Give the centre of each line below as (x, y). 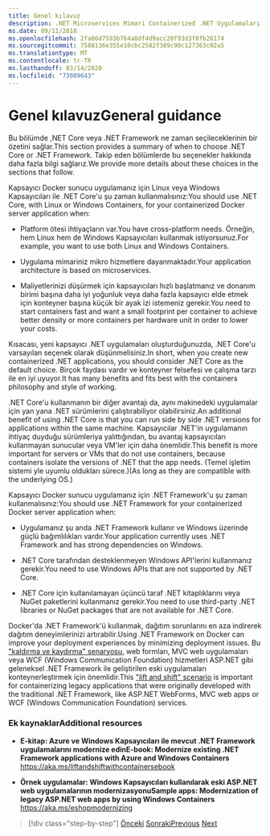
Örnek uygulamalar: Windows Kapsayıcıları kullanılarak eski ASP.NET (139, 782)
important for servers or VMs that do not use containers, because (117, 453)
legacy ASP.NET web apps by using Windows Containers (117, 799)
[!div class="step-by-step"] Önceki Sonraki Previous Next (123, 823)
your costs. (39, 328)
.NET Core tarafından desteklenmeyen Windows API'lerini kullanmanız (136, 560)
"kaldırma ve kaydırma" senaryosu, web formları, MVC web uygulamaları (129, 651)
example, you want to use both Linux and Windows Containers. (125, 245)
